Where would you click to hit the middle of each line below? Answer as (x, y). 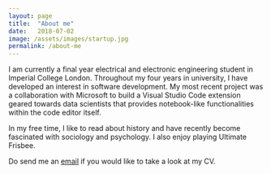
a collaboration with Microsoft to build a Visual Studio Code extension (125, 95)
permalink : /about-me (45, 46)
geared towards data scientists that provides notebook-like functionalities (131, 104)
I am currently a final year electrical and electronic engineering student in (131, 69)
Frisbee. (22, 146)
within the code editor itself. (55, 113)
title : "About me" (41, 24)
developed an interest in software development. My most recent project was (136, 87)
